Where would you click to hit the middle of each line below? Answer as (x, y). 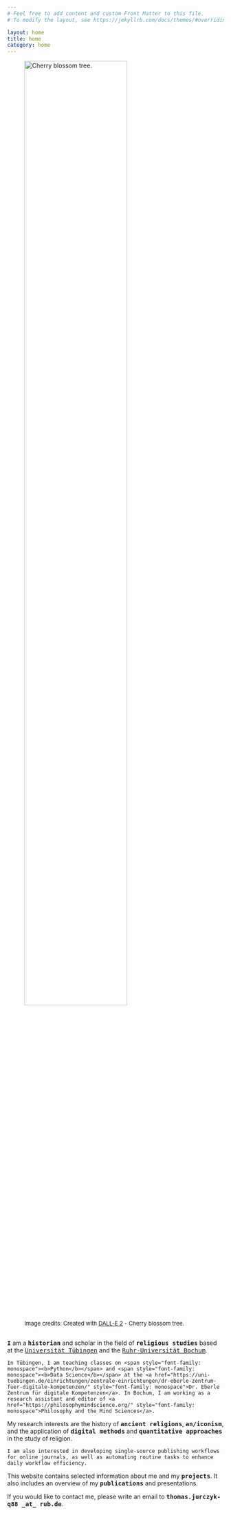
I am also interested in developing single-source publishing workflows (113, 1451)
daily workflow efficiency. (47, 1463)
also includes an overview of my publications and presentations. (102, 1483)
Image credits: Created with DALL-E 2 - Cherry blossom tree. (104, 1324)
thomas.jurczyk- (194, 1497)
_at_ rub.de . (43, 1504)
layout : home (26, 32)
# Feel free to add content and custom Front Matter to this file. (106, 13)
